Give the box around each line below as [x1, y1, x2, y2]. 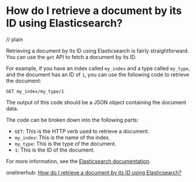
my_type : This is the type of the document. [14, 140, 117, 147]
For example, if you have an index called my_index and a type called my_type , [6, 64, 191, 71]
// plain [6, 36, 23, 43]
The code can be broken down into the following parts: [6, 116, 139, 123]
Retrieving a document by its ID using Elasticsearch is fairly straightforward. [6, 47, 190, 54]
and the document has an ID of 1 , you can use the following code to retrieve [6, 71, 190, 78]
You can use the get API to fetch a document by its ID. [6, 53, 137, 60]
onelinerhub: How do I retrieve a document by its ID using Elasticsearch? [6, 169, 182, 176]
